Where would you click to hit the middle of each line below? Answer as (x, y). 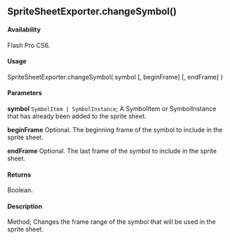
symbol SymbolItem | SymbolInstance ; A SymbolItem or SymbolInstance (112, 109)
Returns (19, 175)
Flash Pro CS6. (29, 45)
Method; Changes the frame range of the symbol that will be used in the (111, 222)
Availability (24, 29)
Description (25, 206)
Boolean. (20, 190)
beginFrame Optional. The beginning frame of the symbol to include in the (115, 130)
